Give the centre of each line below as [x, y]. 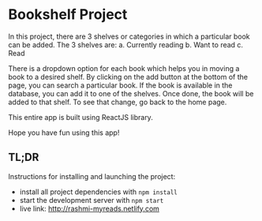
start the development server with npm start [92, 200]
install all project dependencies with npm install [98, 192]
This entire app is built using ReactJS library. [81, 117]
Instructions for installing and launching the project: [92, 176]
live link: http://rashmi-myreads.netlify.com [90, 208]
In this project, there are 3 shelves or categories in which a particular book [129, 36]
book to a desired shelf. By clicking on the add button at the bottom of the [128, 77]
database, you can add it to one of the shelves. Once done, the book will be [131, 93]
